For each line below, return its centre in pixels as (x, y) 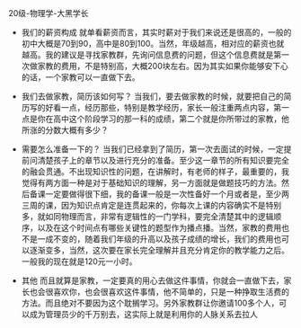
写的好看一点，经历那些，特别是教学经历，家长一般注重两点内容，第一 (159, 107)
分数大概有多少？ (77, 130)
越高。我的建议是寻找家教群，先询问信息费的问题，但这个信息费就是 (147, 55)
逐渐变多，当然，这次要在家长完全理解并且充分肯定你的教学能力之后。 (159, 250)
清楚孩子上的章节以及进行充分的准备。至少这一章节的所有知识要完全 (163, 160)
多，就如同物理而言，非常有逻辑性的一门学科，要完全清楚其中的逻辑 (147, 217)
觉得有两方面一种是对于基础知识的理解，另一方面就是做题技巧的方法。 (151, 183)
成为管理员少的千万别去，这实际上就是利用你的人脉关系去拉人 (143, 314)
